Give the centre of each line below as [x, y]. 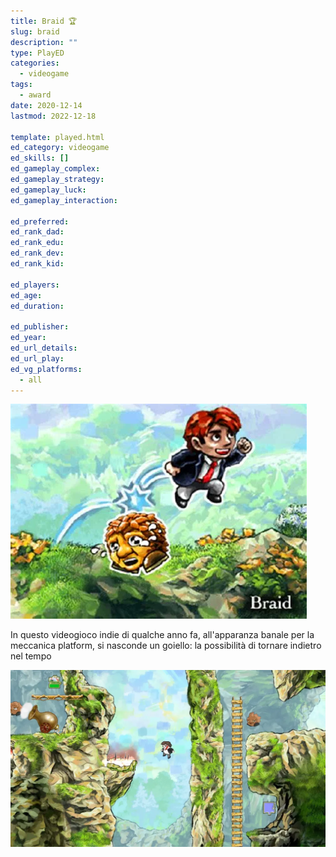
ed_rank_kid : [37, 264]
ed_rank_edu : [37, 243]
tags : [21, 85]
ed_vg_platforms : [46, 369]
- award [35, 95]
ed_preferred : [40, 221]
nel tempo [31, 656]
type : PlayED [37, 53]
